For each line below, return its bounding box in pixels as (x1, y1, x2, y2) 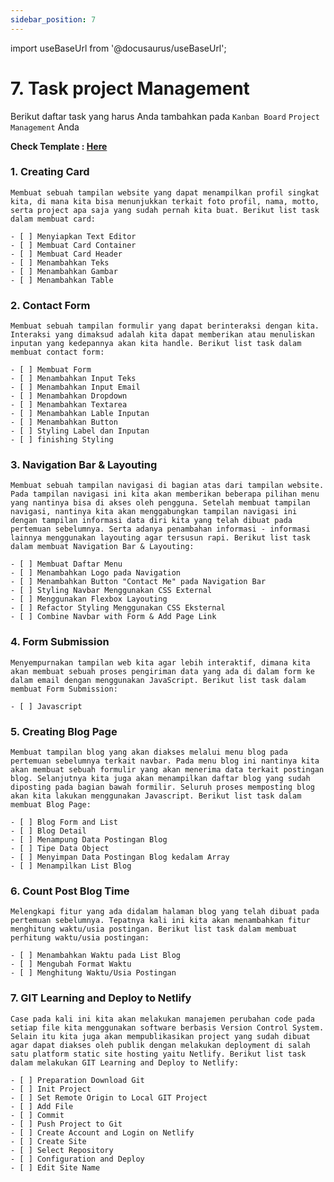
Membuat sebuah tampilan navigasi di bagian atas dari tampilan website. (10, 481, 325, 491)
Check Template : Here (10, 140, 108, 152)
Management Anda (10, 121, 80, 133)
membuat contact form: (10, 347, 105, 358)
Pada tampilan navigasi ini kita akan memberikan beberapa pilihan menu (10, 489, 320, 500)
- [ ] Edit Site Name (10, 1162, 101, 1173)
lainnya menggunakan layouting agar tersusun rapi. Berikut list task (10, 533, 311, 543)
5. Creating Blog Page (10, 724, 118, 738)
